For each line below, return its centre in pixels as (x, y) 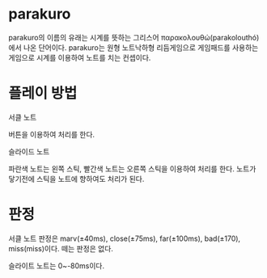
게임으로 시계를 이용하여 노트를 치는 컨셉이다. (80, 57)
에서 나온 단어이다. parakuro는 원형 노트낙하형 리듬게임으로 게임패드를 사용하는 (133, 47)
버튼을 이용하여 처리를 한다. (52, 134)
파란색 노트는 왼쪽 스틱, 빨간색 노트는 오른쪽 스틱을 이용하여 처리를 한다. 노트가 (132, 168)
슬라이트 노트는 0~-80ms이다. (57, 265)
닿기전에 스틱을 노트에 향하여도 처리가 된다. (76, 179)
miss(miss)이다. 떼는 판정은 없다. (61, 248)
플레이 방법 (43, 93)
